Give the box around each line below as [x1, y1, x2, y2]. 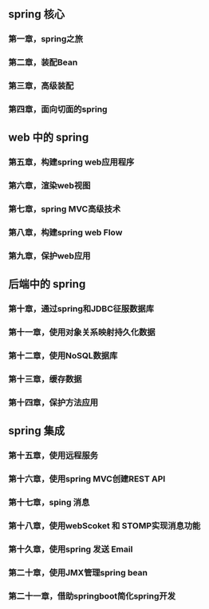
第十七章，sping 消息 [8, 497, 90, 508]
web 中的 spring [8, 131, 89, 144]
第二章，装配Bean [8, 57, 78, 68]
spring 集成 [8, 424, 65, 437]
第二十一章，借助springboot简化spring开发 [8, 590, 176, 601]
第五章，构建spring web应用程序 [8, 156, 135, 168]
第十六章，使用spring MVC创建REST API [8, 473, 166, 484]
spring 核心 [8, 7, 65, 22]
